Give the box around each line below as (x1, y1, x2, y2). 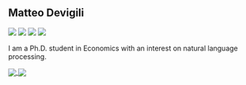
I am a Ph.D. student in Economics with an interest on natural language (8, 43, 239, 53)
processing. (8, 51, 47, 61)
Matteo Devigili (8, 6, 85, 20)
